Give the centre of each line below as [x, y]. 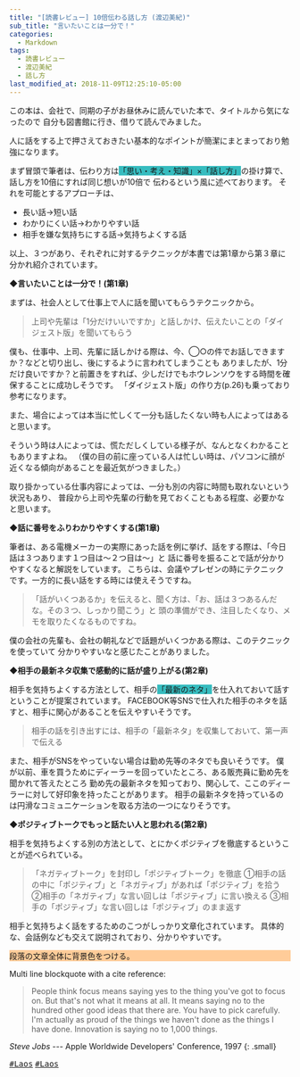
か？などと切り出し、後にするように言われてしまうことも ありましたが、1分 [149, 362]
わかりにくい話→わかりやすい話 [81, 223]
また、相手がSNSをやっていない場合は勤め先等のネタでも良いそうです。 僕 [147, 760]
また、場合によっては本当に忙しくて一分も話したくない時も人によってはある [149, 415]
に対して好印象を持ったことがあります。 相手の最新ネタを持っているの [154, 794]
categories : [31, 34]
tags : [19, 51]
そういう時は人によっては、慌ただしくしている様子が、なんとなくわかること [150, 445]
